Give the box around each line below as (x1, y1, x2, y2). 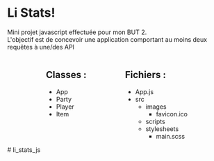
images (145, 102, 167, 111)
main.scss (156, 132, 186, 140)
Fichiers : (124, 69, 167, 81)
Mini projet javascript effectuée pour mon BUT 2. (7, 28, 147, 36)
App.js (135, 87, 154, 95)
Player (56, 102, 74, 111)
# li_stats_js (7, 145, 41, 154)
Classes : (46, 69, 87, 81)
